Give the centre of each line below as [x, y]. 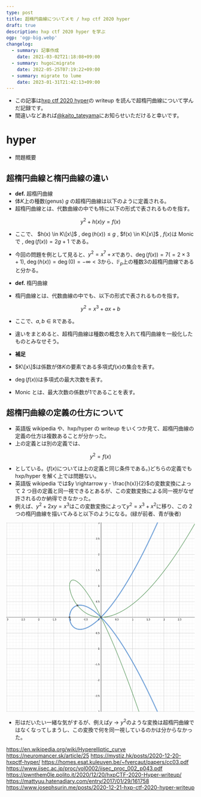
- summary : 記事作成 [35, 51]
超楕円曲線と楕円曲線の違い [57, 178]
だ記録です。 [31, 108]
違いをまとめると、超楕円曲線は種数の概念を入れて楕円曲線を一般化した [104, 334]
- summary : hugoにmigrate [43, 63]
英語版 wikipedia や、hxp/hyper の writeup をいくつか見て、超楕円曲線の [104, 428]
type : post [20, 13]
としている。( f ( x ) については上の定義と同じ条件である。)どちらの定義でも [103, 469]
